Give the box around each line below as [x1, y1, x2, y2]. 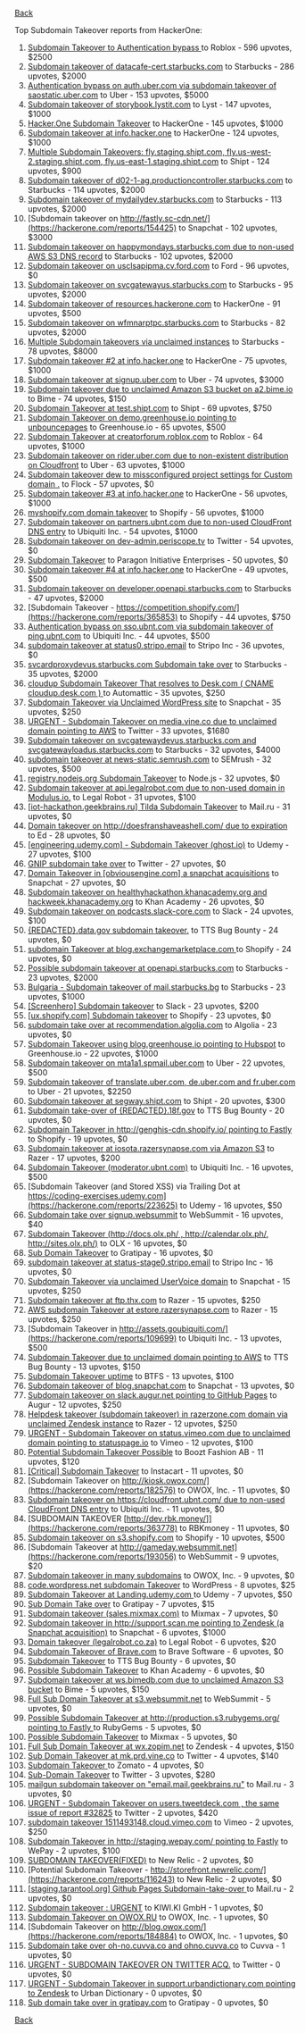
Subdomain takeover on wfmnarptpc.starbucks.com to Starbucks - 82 [27, 317, 286, 328]
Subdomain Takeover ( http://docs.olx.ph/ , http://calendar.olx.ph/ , [27, 1228, 269, 1239]
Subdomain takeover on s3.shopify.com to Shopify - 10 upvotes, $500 [27, 1532, 285, 1543]
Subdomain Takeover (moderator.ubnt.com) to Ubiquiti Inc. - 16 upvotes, [27, 1162, 293, 1173]
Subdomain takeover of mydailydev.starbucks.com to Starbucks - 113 [27, 194, 283, 205]
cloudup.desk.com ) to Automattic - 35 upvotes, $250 [27, 688, 226, 698]
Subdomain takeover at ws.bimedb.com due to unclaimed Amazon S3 [27, 1675, 284, 1685]
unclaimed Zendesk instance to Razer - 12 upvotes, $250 [27, 1418, 238, 1428]
